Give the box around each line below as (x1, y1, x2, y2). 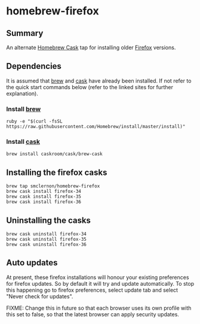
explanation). (6, 90, 39, 97)
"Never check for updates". (6, 292, 73, 300)
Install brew (6, 105, 41, 113)
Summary (6, 28, 44, 38)
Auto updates (6, 258, 58, 268)
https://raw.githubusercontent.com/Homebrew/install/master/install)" (6, 124, 186, 130)
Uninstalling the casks (6, 215, 91, 225)
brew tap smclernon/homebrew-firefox (6, 183, 100, 189)
